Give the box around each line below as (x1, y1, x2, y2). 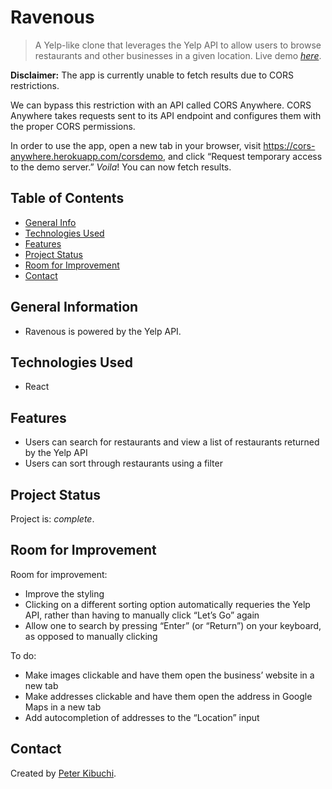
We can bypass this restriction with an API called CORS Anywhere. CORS (10, 99, 312, 111)
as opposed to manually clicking (24, 630, 158, 642)
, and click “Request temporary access (162, 150, 323, 162)
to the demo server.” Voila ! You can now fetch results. (10, 161, 232, 173)
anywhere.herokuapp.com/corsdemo (10, 150, 163, 162)
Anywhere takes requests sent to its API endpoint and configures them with (10, 109, 322, 121)
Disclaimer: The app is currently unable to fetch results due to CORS (10, 69, 295, 81)
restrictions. (10, 79, 60, 91)
